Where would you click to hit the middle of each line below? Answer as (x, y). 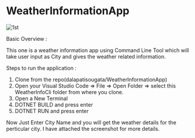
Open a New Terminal (41, 98)
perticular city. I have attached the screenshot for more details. (83, 129)
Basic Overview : (27, 38)
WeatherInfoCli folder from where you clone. (69, 92)
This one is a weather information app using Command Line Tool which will (98, 50)
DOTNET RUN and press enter (52, 111)
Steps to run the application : (41, 68)
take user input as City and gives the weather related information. (86, 56)
